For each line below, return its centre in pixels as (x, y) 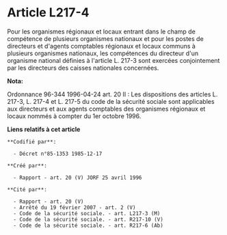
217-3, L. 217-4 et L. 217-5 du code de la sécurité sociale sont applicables (111, 101)
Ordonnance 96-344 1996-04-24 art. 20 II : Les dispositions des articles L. (112, 94)
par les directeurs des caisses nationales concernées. (83, 68)
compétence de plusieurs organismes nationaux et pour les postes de (105, 38)
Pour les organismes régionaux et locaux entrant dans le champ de (102, 31)
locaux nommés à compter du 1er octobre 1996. (74, 116)
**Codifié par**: (32, 141)
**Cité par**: (27, 189)
